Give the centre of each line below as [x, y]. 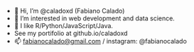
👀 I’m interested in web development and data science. [95, 18]
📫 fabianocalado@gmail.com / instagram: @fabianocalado [100, 41]
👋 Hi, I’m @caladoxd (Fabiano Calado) [69, 11]
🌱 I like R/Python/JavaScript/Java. [64, 26]
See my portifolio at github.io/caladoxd [71, 33]
